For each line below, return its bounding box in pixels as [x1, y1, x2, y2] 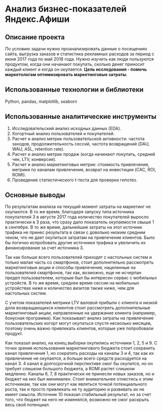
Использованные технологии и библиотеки [5, 86, 144, 94]
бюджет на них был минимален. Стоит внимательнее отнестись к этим [5, 376, 153, 382]
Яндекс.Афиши [5, 14, 70, 25]
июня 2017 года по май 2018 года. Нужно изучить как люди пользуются [5, 56, 154, 62]
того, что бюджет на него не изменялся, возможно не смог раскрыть [5, 396, 149, 403]
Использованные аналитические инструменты [5, 112, 157, 121]
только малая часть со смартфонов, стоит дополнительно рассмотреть [5, 259, 154, 265]
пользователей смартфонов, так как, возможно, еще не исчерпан [5, 270, 142, 276]
